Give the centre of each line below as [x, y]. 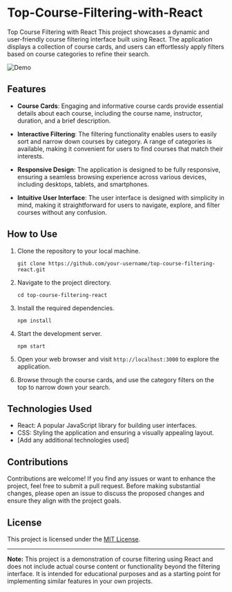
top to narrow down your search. [64, 387]
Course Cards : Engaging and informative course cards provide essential [120, 106]
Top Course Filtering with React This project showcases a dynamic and [108, 32]
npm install [34, 321]
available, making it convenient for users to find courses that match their [120, 149]
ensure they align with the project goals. [64, 501]
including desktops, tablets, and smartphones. [83, 184]
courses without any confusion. [62, 212]
